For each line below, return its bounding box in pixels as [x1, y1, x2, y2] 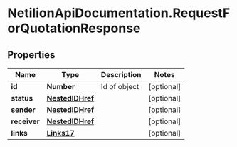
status [11, 93, 33, 103]
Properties [7, 49, 56, 61]
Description [100, 70, 142, 79]
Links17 [46, 128, 75, 138]
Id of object [100, 82, 139, 91]
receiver [11, 116, 41, 126]
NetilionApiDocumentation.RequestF [7, 5, 231, 21]
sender [11, 105, 36, 115]
